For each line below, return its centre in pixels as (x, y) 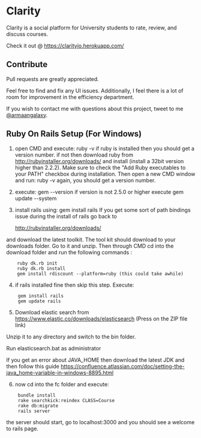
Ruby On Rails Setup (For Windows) (74, 134)
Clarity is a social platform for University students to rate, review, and (91, 28)
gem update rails (39, 301)
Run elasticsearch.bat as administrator (54, 348)
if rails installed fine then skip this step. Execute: (74, 285)
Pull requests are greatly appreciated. (52, 79)
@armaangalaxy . (27, 115)
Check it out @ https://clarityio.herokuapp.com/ (65, 46)
